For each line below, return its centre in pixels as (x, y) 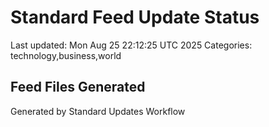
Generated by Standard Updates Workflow (98, 111)
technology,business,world (66, 55)
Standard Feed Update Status (135, 17)
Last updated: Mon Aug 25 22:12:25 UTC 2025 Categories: (131, 45)
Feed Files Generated (78, 87)
